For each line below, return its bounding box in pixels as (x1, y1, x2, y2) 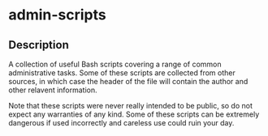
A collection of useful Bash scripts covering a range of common (8, 59, 222, 69)
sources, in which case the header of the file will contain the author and (8, 77, 249, 86)
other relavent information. (8, 85, 97, 95)
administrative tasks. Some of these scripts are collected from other (8, 68, 236, 78)
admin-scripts (8, 6, 107, 24)
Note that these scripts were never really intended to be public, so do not (8, 101, 253, 110)
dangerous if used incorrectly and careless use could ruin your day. (8, 118, 235, 127)
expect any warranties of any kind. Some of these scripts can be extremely (8, 109, 260, 119)
